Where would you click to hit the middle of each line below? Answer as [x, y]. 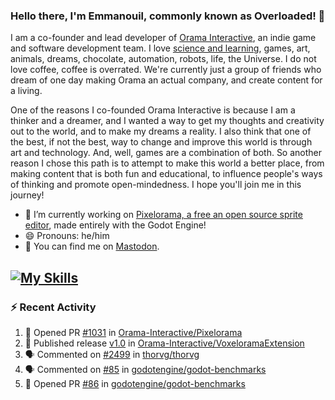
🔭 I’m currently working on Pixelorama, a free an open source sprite [163, 215]
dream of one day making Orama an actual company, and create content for [166, 80]
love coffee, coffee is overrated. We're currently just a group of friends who [166, 70]
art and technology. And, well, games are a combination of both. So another [166, 153]
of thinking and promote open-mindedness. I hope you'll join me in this [156, 185]
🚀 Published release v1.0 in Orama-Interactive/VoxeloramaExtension [164, 343]
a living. [26, 91]
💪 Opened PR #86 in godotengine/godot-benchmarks [135, 383]
